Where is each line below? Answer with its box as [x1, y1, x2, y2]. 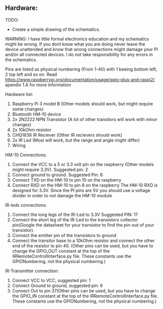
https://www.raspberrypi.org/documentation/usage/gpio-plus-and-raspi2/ [5, 76, 155, 82]
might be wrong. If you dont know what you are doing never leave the [5, 41, 145, 47]
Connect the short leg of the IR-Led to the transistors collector [12, 216, 138, 222]
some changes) [12, 106, 44, 112]
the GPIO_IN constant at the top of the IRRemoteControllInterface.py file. [12, 293, 158, 299]
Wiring [12, 142, 26, 148]
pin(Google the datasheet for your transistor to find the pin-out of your [12, 222, 154, 228]
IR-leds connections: [5, 202, 47, 208]
